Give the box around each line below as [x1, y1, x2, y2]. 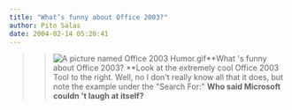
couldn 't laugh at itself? [52, 91, 144, 101]
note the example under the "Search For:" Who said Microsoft [52, 81, 281, 92]
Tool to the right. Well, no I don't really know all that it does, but [52, 72, 283, 83]
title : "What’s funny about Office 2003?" [9, 12, 168, 22]
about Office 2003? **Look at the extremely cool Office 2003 [52, 62, 280, 73]
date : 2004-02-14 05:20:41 [9, 29, 109, 38]
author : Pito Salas [9, 21, 81, 30]
